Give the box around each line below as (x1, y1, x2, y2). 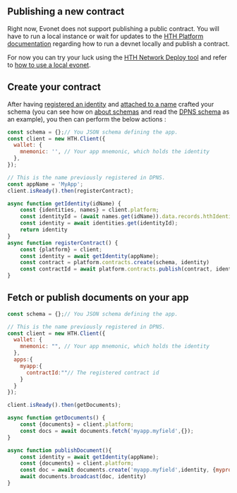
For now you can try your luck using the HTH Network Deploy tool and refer (7, 53, 227, 61)
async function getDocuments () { (7, 415, 106, 422)
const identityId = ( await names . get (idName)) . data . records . (20, 213, 203, 220)
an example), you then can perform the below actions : (7, 114, 166, 123)
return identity (20, 226, 68, 233)
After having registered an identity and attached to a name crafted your (7, 100, 214, 108)
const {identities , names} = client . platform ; (20, 206, 159, 214)
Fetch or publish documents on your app (7, 292, 189, 304)
